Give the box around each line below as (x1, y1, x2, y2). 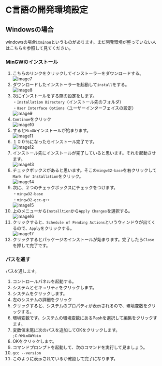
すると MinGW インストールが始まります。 (12, 127, 91, 134)
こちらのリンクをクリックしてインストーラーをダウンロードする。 (12, 70, 144, 76)
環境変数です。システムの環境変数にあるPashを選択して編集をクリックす (12, 314, 158, 321)
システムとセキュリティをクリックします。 (12, 284, 97, 290)
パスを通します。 (5, 268, 39, 274)
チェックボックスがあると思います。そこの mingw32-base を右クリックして (12, 167, 157, 173)
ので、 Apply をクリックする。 (16, 226, 74, 231)
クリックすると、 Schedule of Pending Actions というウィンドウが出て (12, 219, 152, 225)
